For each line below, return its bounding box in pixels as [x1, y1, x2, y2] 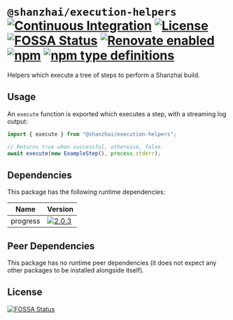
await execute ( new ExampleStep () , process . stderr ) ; [7, 150, 161, 157]
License [7, 286, 43, 298]
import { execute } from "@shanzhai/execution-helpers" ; [7, 130, 177, 138]
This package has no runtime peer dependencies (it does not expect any [7, 258, 217, 267]
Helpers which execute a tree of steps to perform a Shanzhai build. [7, 71, 201, 79]
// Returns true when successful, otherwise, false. [7, 143, 164, 151]
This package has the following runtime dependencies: [7, 188, 166, 196]
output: [7, 117, 28, 125]
